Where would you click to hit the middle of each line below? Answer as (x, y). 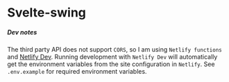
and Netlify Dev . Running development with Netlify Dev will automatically (112, 57)
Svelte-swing (47, 13)
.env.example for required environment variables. (77, 72)
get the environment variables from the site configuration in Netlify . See (111, 64)
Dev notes (22, 32)
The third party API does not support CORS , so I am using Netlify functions (114, 50)
